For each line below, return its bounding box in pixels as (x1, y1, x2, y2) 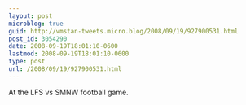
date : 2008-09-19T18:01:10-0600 (8, 42, 118, 50)
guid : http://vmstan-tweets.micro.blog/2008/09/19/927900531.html (8, 27, 239, 35)
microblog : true (8, 20, 64, 28)
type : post (8, 58, 46, 66)
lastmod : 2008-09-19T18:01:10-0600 (8, 50, 130, 58)
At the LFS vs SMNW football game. (8, 87, 129, 97)
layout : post (8, 11, 53, 20)
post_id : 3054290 (8, 34, 68, 43)
